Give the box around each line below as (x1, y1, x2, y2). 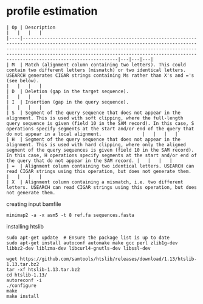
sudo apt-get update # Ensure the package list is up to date (6, 235, 170, 241)
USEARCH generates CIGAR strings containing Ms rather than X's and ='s (6, 72, 194, 79)
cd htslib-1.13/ (6, 272, 47, 278)
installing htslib (6, 222, 44, 230)
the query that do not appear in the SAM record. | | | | (6, 157, 173, 164)
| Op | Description (6, 24, 56, 30)
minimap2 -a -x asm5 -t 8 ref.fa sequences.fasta (6, 212, 135, 218)
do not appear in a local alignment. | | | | (6, 131, 178, 137)
